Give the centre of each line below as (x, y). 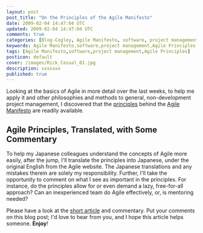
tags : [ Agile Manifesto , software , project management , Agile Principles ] (98, 52)
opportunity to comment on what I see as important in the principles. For (96, 180)
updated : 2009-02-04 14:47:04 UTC (50, 29)
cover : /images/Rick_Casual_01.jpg (51, 62)
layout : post (23, 12)
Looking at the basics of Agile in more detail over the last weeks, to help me (100, 91)
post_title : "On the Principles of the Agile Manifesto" (79, 18)
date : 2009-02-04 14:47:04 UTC (46, 23)
